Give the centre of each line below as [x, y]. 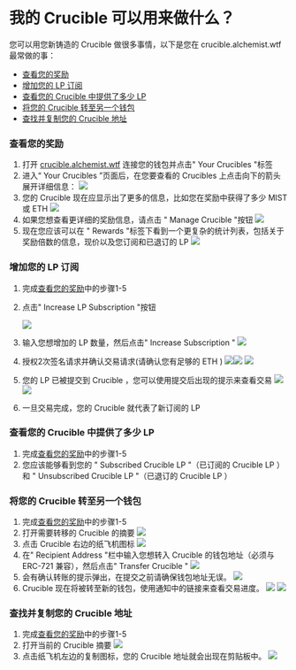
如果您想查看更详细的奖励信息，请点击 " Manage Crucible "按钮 [137, 220]
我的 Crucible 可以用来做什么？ [122, 18]
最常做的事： [32, 55]
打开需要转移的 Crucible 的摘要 [78, 533]
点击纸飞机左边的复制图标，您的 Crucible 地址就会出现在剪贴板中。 [144, 657]
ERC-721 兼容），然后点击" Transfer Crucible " [105, 566]
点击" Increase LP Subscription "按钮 [89, 307]
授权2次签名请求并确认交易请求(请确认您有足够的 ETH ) [122, 361]
